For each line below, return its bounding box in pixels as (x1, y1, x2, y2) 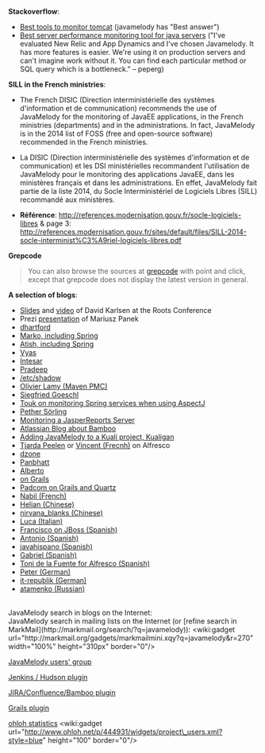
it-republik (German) (19, 576, 87, 585)
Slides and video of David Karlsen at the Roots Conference (19, 306, 212, 315)
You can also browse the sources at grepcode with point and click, (27, 266, 246, 276)
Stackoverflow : (8, 7, 60, 16)
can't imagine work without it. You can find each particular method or (19, 56, 247, 65)
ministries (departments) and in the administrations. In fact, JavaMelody (19, 121, 255, 129)
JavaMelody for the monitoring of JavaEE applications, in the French (19, 112, 244, 122)
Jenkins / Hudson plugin (8, 673, 88, 682)
